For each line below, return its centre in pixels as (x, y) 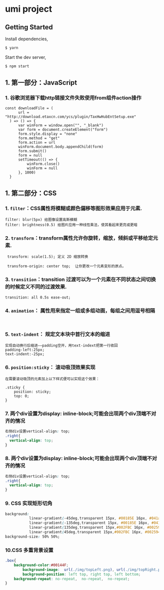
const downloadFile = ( (29, 108)
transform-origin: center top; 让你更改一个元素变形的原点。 (66, 266)
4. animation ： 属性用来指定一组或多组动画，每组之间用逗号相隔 (80, 311)
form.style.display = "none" (48, 134)
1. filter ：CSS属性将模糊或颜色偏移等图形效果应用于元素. (74, 208)
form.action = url (37, 143)
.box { (10, 561)
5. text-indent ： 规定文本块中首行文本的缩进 (58, 334)
